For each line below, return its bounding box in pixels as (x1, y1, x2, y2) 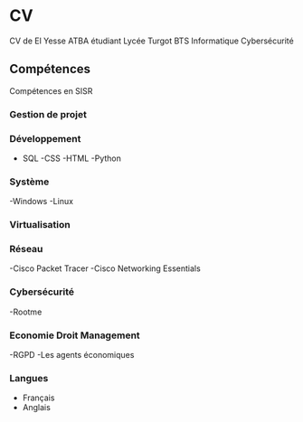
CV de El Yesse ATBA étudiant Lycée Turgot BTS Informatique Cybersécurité (9, 35, 294, 46)
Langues (9, 372, 49, 384)
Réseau (9, 243, 43, 256)
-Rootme (9, 306, 43, 317)
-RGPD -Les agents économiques (9, 350, 135, 361)
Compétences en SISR (9, 85, 93, 96)
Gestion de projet (9, 108, 88, 120)
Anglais (22, 402, 52, 413)
